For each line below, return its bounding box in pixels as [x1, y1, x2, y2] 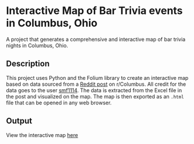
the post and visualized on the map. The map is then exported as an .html [6, 93, 184, 100]
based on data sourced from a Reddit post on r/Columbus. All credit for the [6, 80, 186, 87]
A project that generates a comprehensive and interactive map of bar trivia [6, 36, 186, 43]
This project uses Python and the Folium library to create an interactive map [6, 74, 189, 81]
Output [6, 116, 32, 126]
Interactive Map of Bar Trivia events [6, 4, 183, 17]
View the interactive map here [6, 131, 78, 138]
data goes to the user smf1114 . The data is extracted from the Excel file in [6, 86, 182, 94]
